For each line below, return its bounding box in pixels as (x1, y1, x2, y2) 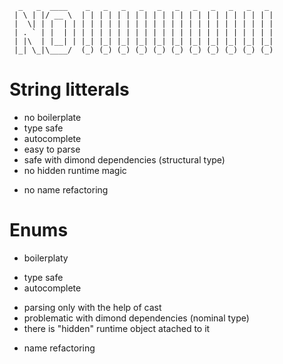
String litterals (9, 78, 130, 101)
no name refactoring (23, 183, 109, 196)
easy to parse (23, 143, 81, 155)
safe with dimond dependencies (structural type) (23, 153, 226, 166)
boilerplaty (23, 252, 69, 264)
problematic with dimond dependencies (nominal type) (23, 312, 250, 324)
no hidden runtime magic (23, 164, 127, 176)
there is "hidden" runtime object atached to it (23, 322, 211, 334)
